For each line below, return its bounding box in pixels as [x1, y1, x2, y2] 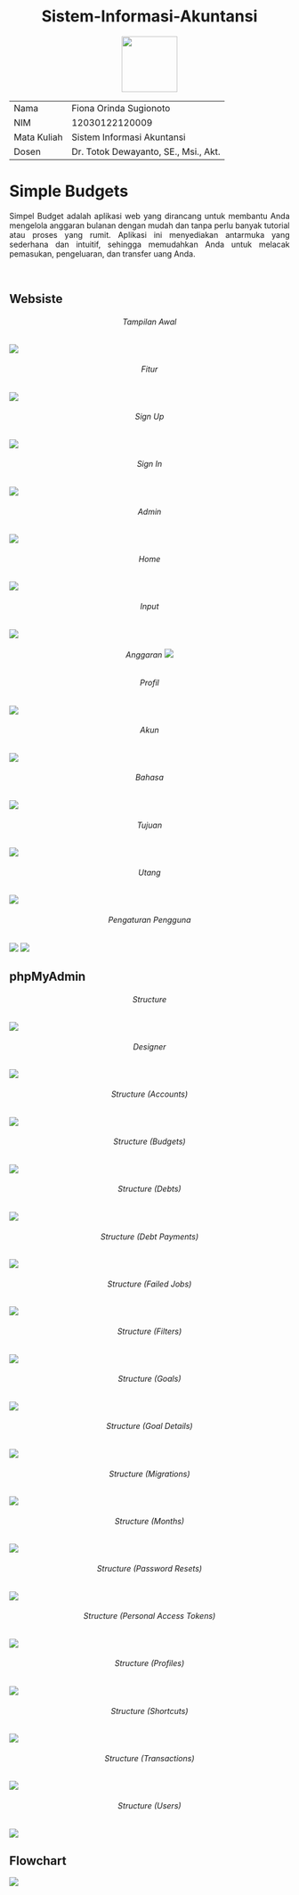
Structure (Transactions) [104, 1752, 195, 1763]
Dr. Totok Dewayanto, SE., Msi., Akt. [70, 145, 221, 158]
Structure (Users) [117, 1800, 182, 1810]
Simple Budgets [9, 181, 129, 201]
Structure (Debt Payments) [100, 1231, 199, 1242]
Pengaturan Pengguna [108, 914, 191, 925]
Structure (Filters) [117, 1326, 182, 1336]
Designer [133, 1041, 166, 1052]
